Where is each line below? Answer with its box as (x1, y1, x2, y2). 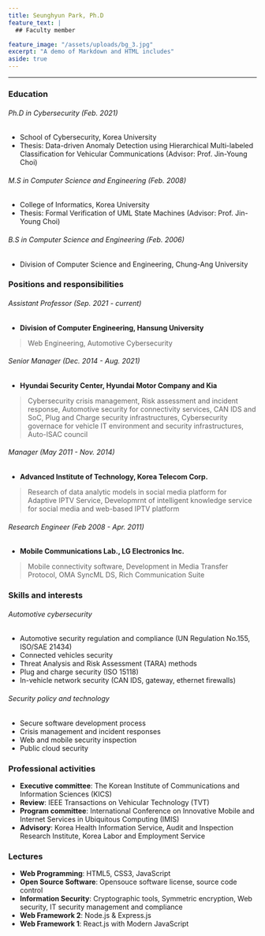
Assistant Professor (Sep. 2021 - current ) (8, 299, 142, 308)
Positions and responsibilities (8, 279, 124, 290)
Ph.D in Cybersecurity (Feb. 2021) (8, 108, 118, 117)
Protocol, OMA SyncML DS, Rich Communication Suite (27, 570, 205, 580)
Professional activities (8, 763, 96, 774)
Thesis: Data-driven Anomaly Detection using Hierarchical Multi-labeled (19, 141, 254, 151)
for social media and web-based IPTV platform (27, 504, 180, 513)
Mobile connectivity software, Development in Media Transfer (27, 561, 229, 572)
